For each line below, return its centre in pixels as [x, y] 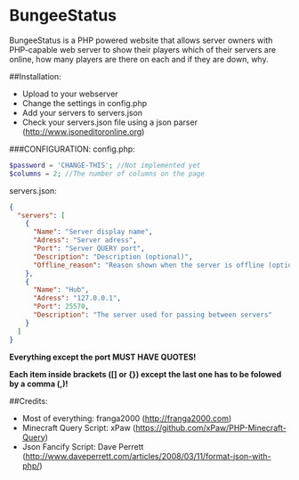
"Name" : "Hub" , [61, 290]
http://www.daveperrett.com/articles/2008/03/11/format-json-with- [148, 456]
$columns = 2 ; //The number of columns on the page [107, 174]
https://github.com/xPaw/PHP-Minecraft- [210, 427]
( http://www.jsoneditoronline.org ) [83, 131]
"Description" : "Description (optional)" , [113, 257]
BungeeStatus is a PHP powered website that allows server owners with [141, 40]
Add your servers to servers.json [82, 112]
